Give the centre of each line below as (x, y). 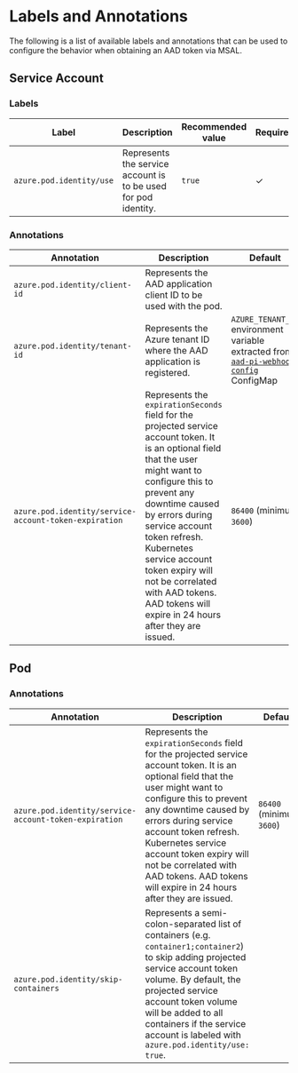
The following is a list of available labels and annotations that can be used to (149, 41)
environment (257, 329)
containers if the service (196, 1023)
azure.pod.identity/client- (73, 285)
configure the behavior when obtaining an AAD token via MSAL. (125, 50)
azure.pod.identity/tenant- (73, 346)
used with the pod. (184, 306)
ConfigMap (254, 380)
